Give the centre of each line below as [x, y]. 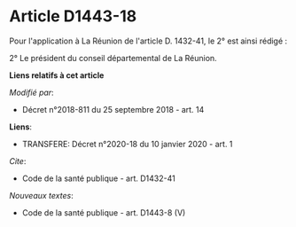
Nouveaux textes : [41, 195]
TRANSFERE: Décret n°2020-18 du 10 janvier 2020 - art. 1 [127, 144]
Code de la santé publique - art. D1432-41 [98, 178]
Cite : [18, 160]
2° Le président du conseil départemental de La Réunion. [113, 58]
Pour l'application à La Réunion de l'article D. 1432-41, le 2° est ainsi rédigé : [148, 41]
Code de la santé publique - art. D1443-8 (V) [104, 212]
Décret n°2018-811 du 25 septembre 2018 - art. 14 [113, 109]
